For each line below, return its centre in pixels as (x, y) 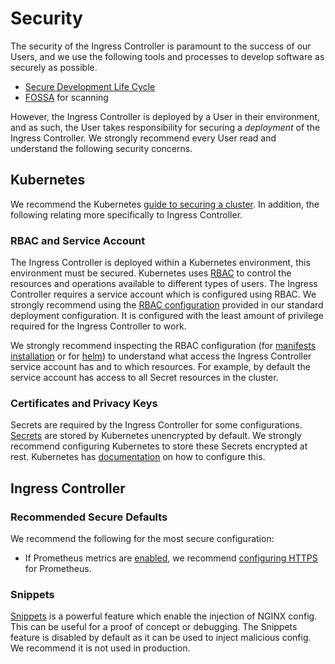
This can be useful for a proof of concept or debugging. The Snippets (154, 627)
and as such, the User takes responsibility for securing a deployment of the (165, 127)
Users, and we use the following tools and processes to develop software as (167, 56)
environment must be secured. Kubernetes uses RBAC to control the (151, 273)
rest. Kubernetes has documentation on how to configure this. (138, 457)
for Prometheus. (58, 569)
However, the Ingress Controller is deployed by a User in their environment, (165, 116)
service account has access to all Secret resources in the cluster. (144, 378)
